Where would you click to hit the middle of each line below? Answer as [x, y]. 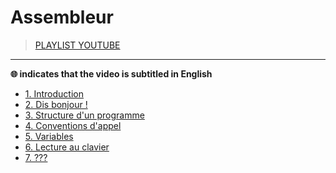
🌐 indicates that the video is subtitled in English [111, 73]
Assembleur [62, 17]
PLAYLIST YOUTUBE [77, 45]
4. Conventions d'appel [73, 125]
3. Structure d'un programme [84, 115]
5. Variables [49, 136]
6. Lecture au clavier [67, 147]
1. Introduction [54, 93]
